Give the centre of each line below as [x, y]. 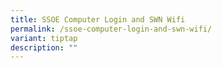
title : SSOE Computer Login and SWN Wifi [98, 19]
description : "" [44, 47]
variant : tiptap [44, 38]
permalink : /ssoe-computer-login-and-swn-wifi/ [111, 29]
